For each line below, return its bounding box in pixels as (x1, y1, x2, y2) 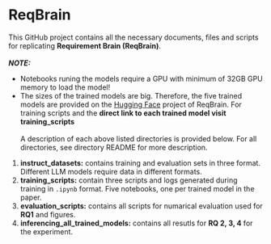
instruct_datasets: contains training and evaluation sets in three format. (19, 158, 261, 167)
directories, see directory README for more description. (19, 142, 208, 152)
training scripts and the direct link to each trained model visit (19, 107, 227, 118)
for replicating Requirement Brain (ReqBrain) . (8, 40, 162, 50)
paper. (19, 192, 42, 202)
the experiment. (19, 226, 74, 236)
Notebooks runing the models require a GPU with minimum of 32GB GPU (19, 74, 263, 83)
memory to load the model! (19, 82, 111, 92)
